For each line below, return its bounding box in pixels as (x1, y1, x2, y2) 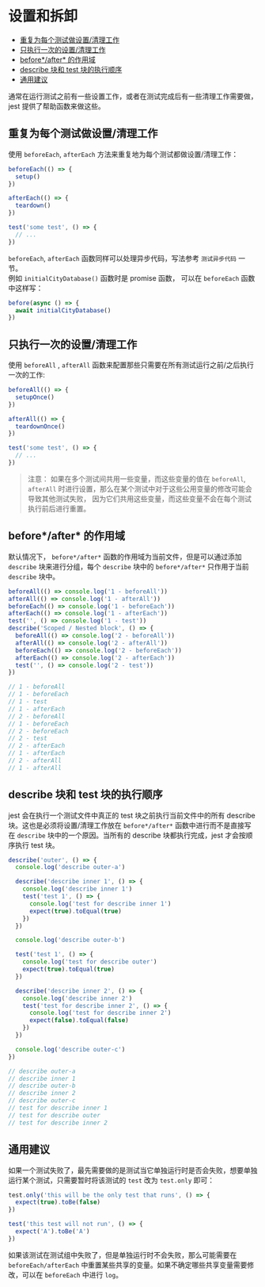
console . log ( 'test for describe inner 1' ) (28, 899, 172, 908)
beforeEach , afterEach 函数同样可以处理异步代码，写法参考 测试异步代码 (8, 253, 237, 262)
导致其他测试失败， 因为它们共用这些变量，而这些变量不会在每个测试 (27, 493, 252, 504)
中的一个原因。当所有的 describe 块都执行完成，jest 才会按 (54, 830, 247, 840)
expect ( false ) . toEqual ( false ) (28, 1017, 129, 1025)
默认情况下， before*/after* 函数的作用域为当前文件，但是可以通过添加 (8, 552, 243, 561)
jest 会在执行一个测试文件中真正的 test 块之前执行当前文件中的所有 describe (8, 810, 256, 820)
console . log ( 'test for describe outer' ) (22, 958, 157, 966)
